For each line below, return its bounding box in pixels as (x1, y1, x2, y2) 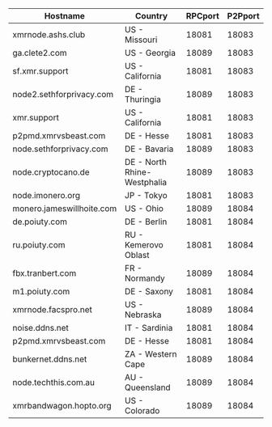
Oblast (124, 250, 150, 260)
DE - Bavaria (124, 143, 174, 154)
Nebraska (124, 309, 162, 320)
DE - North (124, 157, 168, 167)
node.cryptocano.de (12, 167, 91, 177)
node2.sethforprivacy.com (12, 89, 114, 99)
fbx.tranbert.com (12, 268, 77, 278)
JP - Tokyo (124, 190, 168, 201)
